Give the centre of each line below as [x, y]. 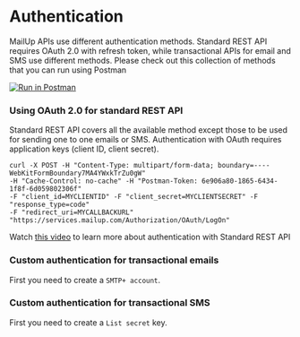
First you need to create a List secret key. [88, 322]
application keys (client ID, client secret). [84, 149]
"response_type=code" [50, 205]
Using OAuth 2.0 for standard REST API [96, 110]
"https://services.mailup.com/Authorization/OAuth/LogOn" [120, 220]
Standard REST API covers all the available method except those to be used [149, 130]
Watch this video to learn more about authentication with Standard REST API [150, 237]
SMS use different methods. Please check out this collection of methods [142, 60]
